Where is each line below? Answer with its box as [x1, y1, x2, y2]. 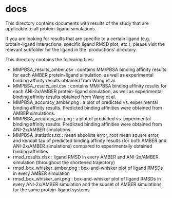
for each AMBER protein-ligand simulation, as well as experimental [12, 71, 154, 78]
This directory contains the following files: [5, 56, 94, 62]
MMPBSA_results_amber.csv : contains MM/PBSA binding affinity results [12, 66, 167, 73]
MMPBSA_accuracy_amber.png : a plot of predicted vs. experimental [12, 99, 158, 105]
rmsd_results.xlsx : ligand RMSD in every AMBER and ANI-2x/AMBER [12, 154, 159, 160]
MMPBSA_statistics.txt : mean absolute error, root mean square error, [12, 132, 160, 138]
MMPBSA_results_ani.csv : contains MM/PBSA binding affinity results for [12, 83, 167, 89]
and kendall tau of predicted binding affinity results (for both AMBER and [12, 137, 167, 143]
